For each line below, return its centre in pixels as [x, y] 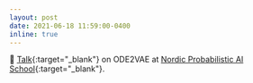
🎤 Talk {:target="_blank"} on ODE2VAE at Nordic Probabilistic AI [126, 60]
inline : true [34, 34]
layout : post [34, 17]
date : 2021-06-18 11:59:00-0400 [70, 26]
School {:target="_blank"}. [57, 69]
